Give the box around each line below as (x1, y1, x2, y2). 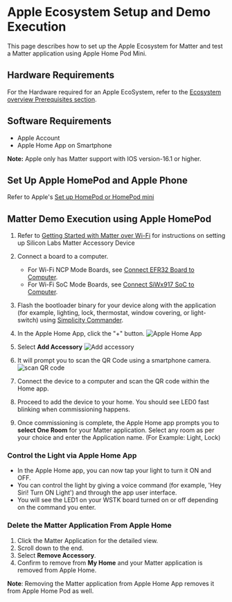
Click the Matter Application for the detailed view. (17, 536, 159, 544)
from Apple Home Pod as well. (7, 587, 94, 595)
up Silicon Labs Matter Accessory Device (17, 239, 135, 247)
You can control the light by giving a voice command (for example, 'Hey (17, 481, 222, 490)
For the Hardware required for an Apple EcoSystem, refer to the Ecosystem (7, 87, 222, 96)
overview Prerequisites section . (7, 95, 97, 103)
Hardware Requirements (7, 69, 115, 81)
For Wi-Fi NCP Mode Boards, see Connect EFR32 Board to (27, 266, 195, 274)
